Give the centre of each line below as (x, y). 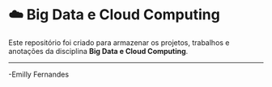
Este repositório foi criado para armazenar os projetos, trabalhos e (119, 42)
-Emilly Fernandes (39, 74)
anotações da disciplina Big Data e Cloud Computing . (98, 51)
